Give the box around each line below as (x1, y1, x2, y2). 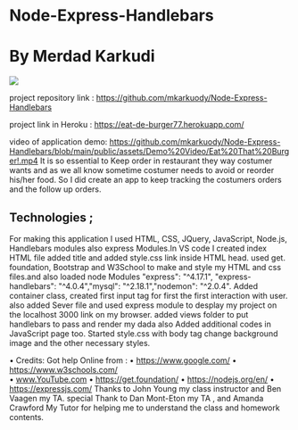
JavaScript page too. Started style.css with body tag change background (9, 327, 278, 339)
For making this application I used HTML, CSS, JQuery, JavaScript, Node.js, (9, 233, 287, 244)
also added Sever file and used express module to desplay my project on (9, 300, 277, 310)
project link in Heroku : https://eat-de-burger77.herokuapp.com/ (9, 120, 244, 130)
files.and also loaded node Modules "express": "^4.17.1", (9, 271, 213, 282)
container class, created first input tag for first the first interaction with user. (9, 290, 288, 301)
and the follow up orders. (9, 184, 102, 194)
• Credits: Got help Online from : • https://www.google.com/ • (9, 354, 237, 366)
